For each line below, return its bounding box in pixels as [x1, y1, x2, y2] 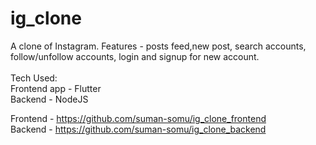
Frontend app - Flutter [10, 82, 102, 94]
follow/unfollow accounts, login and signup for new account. [10, 50, 260, 62]
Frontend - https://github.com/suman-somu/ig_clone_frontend [10, 112, 267, 124]
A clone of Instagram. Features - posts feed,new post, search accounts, [10, 40, 307, 52]
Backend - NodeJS [10, 93, 89, 105]
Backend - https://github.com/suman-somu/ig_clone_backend [10, 123, 267, 135]
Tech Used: [10, 72, 58, 84]
